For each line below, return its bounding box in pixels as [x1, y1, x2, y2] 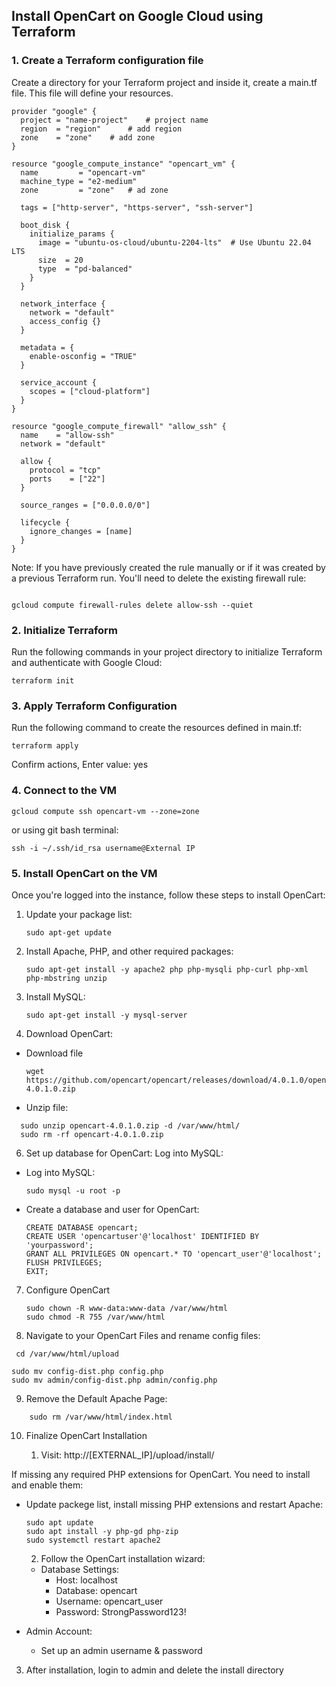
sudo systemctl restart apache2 [25, 1535, 161, 1545]
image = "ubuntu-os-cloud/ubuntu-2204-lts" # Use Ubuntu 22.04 [37, 237, 312, 248]
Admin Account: [25, 1625, 93, 1637]
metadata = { [20, 342, 75, 353]
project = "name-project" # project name [20, 115, 209, 125]
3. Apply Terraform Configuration [11, 699, 178, 713]
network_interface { [20, 299, 106, 309]
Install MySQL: [25, 990, 86, 1003]
